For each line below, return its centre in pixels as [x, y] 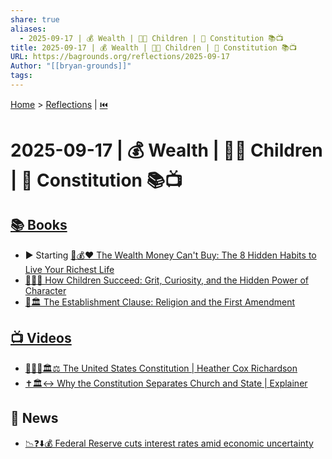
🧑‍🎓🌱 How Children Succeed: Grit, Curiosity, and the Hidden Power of [167, 280]
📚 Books [39, 225]
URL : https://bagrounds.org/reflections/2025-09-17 [120, 57]
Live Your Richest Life [69, 269]
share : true [35, 19]
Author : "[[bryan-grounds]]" [71, 66]
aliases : [28, 29]
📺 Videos [41, 338]
